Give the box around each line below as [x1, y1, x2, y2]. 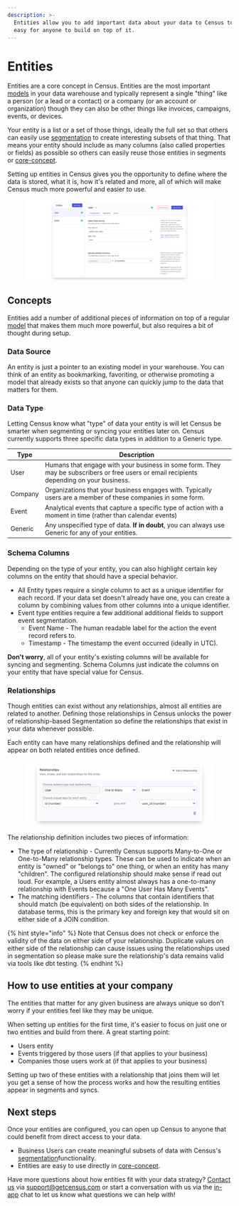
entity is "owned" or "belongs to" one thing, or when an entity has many [17, 862, 229, 870]
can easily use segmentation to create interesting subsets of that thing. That [7, 133, 231, 142]
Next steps [7, 1105, 57, 1118]
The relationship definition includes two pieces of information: [7, 833, 189, 841]
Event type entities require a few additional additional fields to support [17, 608, 223, 617]
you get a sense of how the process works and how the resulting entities [7, 1078, 221, 1086]
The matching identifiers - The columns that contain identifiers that [17, 892, 215, 901]
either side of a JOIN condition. [17, 914, 110, 923]
